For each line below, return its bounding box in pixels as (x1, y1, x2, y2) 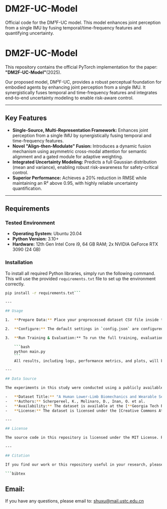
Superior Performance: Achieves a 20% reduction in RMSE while (12, 175, 147, 181)
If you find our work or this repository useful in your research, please (5, 462, 164, 467)
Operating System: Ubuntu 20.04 (12, 231, 82, 237)
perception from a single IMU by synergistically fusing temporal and (12, 132, 152, 138)
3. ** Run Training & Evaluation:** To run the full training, (5, 336, 139, 341)
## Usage (5, 308, 23, 314)
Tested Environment (5, 220, 55, 226)
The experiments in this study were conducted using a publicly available (5, 385, 164, 390)
